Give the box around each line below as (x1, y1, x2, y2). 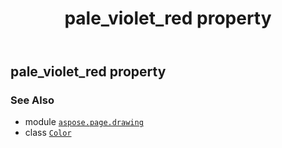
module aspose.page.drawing (24, 116, 144, 128)
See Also (10, 93, 55, 107)
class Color (24, 127, 72, 139)
